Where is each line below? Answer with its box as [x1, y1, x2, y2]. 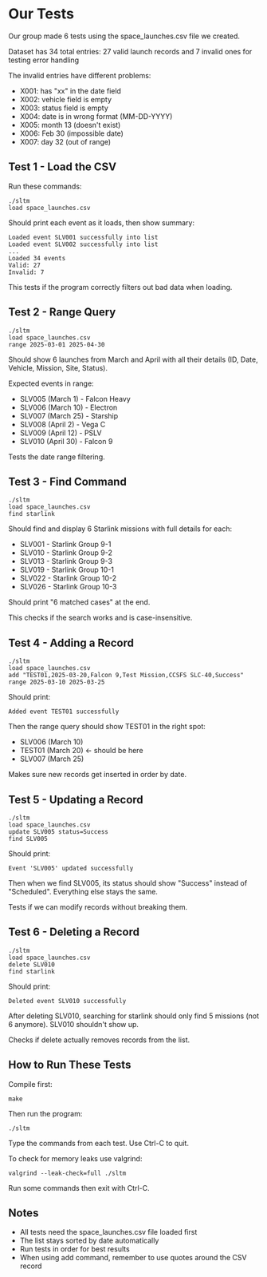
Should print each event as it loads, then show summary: [8, 217, 195, 228]
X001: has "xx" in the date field [19, 85, 122, 96]
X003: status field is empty [19, 103, 109, 113]
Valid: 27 [8, 261, 41, 269]
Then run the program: [8, 1108, 83, 1118]
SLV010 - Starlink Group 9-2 [19, 548, 113, 557]
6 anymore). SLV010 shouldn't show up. [8, 1019, 139, 1029]
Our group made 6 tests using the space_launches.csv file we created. [8, 31, 241, 41]
